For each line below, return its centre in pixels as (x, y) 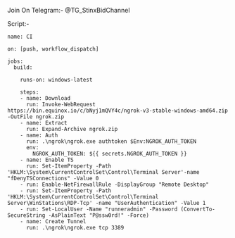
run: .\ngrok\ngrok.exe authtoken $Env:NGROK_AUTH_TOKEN (111, 142)
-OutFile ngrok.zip (36, 117)
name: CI (20, 37)
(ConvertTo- (198, 209)
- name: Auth (39, 135)
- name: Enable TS (47, 160)
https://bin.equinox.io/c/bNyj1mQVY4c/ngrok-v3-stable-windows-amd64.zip (118, 111)
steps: (30, 92)
